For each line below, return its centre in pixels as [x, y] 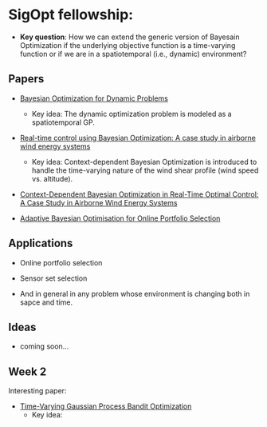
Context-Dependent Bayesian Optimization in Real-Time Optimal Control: [139, 194]
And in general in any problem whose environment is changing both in [135, 293]
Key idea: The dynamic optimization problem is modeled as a [132, 114]
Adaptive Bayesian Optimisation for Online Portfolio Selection [120, 218]
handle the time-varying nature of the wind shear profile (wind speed [145, 170]
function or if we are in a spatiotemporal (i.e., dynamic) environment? [133, 54]
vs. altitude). [52, 178]
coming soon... [44, 346]
